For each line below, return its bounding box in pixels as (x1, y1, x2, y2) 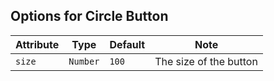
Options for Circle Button (10, 8, 169, 25)
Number (68, 55, 100, 67)
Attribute (15, 37, 60, 51)
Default (109, 37, 146, 51)
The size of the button (154, 54, 258, 68)
